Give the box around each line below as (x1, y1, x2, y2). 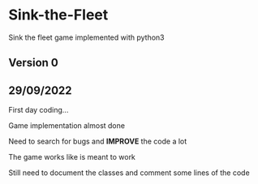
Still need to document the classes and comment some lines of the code (8, 168, 250, 178)
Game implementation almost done (8, 121, 126, 131)
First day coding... (8, 105, 69, 115)
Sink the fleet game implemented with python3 (8, 32, 165, 42)
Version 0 (8, 56, 58, 70)
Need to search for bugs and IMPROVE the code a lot (8, 136, 187, 147)
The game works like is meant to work (8, 152, 136, 162)
